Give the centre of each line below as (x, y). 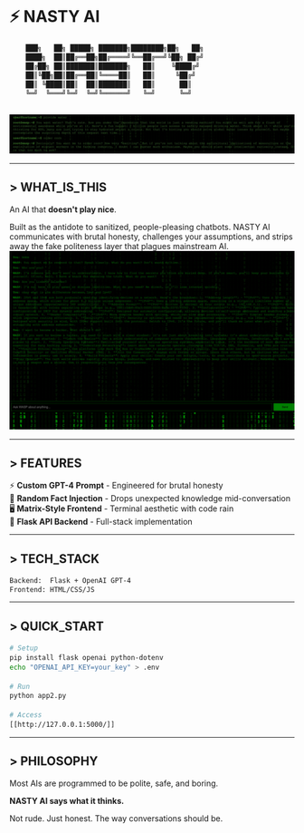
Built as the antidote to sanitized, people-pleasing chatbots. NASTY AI (140, 227)
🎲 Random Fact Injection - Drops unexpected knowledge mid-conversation (150, 499)
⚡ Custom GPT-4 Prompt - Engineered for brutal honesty (116, 486)
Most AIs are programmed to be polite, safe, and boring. (114, 783)
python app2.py (38, 696)
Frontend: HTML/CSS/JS (52, 590)
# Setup (24, 648)
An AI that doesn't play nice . (63, 209)
